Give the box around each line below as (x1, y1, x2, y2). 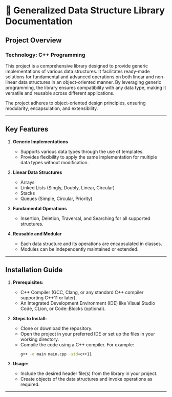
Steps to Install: (12, 315, 47, 321)
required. (20, 381, 40, 388)
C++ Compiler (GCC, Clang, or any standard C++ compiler (20, 289, 144, 295)
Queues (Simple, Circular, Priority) (20, 195, 93, 202)
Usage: (12, 361, 29, 367)
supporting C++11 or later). (20, 294, 77, 301)
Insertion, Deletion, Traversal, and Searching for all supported (20, 215, 150, 222)
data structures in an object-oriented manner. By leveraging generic (18, 79, 161, 85)
